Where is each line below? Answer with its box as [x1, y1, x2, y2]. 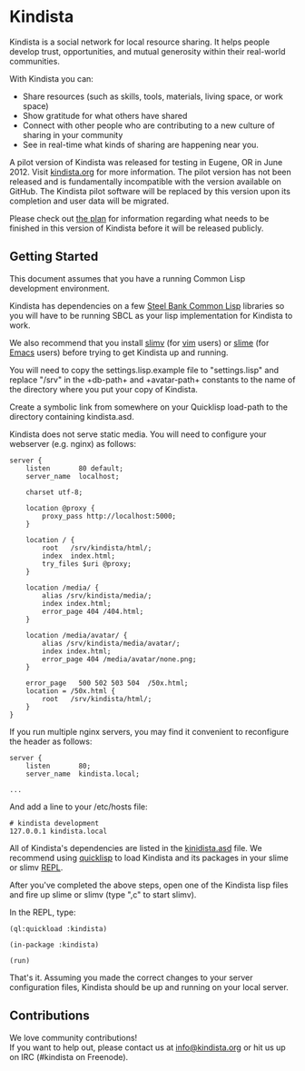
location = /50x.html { [25, 686, 116, 696]
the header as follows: [9, 736, 93, 747]
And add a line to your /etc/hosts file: [9, 801, 148, 812]
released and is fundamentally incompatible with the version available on [9, 175, 281, 187]
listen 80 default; [25, 463, 124, 473]
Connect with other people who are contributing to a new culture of [22, 120, 275, 131]
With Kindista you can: [9, 73, 93, 84]
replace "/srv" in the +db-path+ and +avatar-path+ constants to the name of [9, 374, 296, 385]
